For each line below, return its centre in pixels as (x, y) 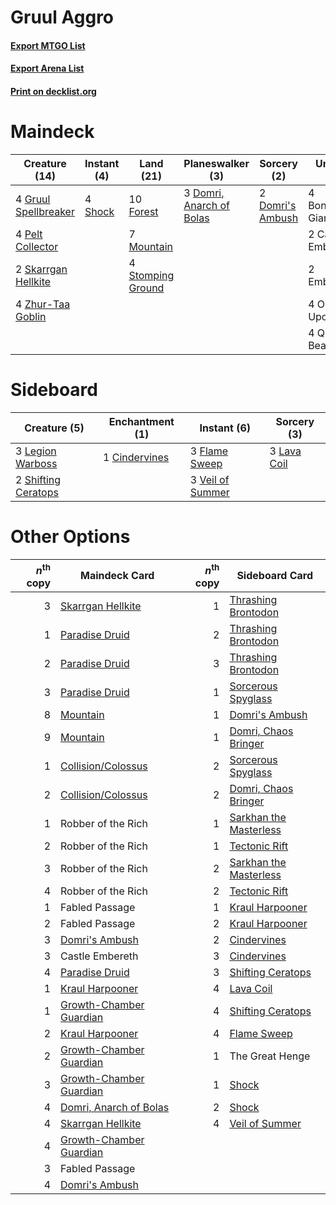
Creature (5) (54, 428)
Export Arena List (47, 68)
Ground (146, 288)
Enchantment (141, 421)
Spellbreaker (45, 211)
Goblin (31, 316)
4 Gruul (33, 199)
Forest (143, 211)
